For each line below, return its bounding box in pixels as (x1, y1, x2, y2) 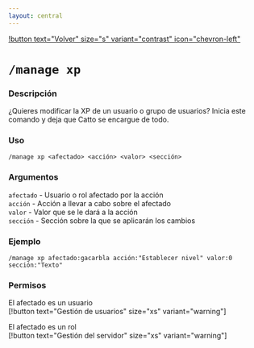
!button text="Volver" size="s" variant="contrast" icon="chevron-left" (8, 34, 241, 43)
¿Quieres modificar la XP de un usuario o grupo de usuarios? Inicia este (8, 106, 246, 116)
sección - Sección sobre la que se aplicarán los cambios (8, 215, 196, 226)
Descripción (8, 88, 58, 99)
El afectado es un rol (8, 322, 77, 332)
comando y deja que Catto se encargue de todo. (8, 114, 169, 125)
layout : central (8, 11, 63, 20)
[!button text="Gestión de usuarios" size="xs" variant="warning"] (8, 307, 227, 317)
